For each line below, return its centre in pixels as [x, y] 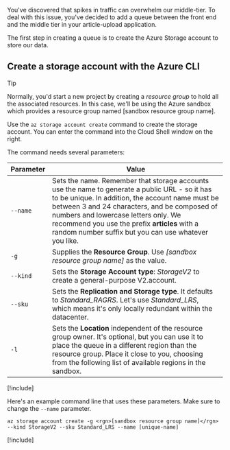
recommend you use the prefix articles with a [125, 224]
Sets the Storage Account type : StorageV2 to [126, 272]
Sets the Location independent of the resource [127, 328]
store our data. [28, 45]
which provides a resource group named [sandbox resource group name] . [111, 111]
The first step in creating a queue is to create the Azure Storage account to [113, 38]
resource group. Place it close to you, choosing [127, 354]
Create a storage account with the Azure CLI [103, 67]
